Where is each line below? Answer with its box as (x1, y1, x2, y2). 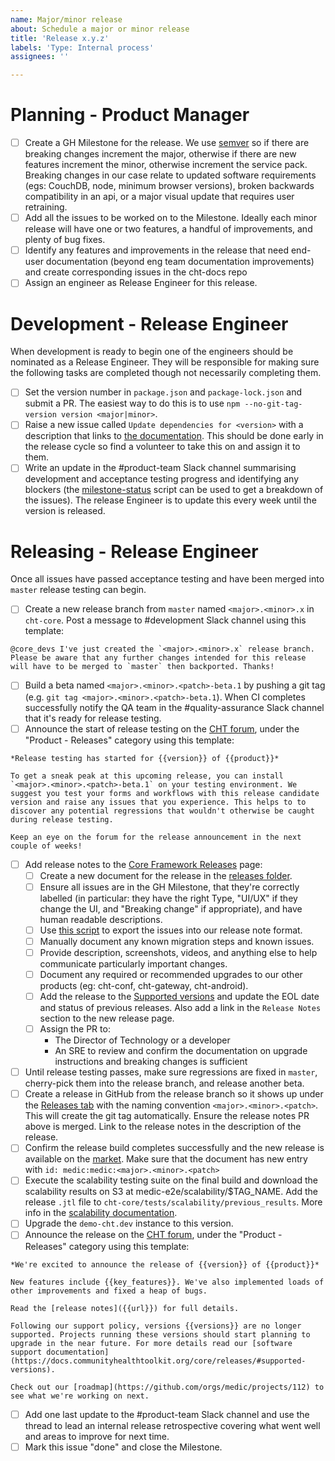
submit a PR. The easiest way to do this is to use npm (24, 397, 241, 410)
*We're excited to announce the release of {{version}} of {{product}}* (10, 1259, 320, 1270)
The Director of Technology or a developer (54, 1034, 231, 1046)
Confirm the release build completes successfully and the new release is (24, 1142, 325, 1154)
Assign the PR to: (39, 1023, 111, 1035)
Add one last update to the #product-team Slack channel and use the (24, 1408, 310, 1420)
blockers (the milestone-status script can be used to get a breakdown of (24, 484, 324, 496)
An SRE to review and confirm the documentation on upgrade (54, 1045, 308, 1057)
